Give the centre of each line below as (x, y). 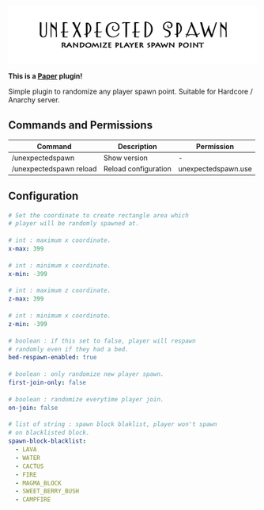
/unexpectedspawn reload (54, 169)
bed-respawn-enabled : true (53, 358)
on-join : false (33, 408)
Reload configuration (138, 169)
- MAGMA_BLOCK (38, 483)
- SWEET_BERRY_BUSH (47, 491)
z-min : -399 (28, 324)
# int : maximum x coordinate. (60, 240)
